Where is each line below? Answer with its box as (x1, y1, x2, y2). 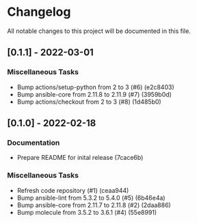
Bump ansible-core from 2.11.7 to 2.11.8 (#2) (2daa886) (16, 200, 171, 209)
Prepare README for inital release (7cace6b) (16, 154, 144, 162)
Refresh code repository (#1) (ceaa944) (16, 186, 129, 194)
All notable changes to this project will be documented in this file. (7, 27, 192, 35)
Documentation (7, 138, 60, 148)
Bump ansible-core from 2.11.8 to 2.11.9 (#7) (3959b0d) (16, 90, 172, 98)
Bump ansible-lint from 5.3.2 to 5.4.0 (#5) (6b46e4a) (16, 193, 166, 202)
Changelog (7, 4, 71, 20)
